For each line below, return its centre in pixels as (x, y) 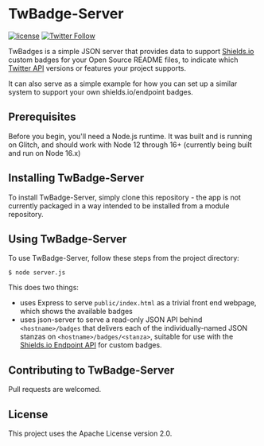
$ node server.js (37, 273)
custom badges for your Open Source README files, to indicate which (123, 60)
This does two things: (44, 288)
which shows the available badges (76, 312)
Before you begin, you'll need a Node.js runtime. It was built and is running (130, 136)
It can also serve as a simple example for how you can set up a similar (123, 83)
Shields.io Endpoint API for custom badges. (91, 345)
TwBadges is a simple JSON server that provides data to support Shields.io (131, 51)
